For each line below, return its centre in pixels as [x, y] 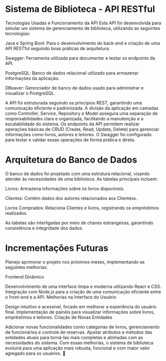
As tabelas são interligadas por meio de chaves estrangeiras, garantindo [79, 223]
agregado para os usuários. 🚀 [35, 353]
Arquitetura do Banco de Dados [71, 160]
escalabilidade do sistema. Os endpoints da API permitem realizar [73, 124]
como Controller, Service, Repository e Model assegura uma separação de [82, 113]
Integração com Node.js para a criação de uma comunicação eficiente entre [83, 291]
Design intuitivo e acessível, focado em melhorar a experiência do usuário [81, 306]
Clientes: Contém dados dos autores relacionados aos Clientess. [71, 198]
